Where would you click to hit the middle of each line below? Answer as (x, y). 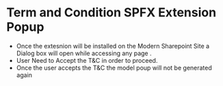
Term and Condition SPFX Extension (112, 13)
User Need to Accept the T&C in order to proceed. (87, 60)
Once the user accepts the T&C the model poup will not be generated (114, 68)
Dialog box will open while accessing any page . (84, 53)
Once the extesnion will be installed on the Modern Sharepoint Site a (113, 46)
